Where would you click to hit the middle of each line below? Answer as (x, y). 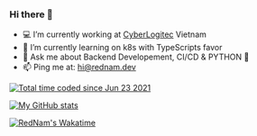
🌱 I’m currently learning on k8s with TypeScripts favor (122, 48)
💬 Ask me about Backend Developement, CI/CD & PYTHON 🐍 (136, 57)
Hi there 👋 (32, 14)
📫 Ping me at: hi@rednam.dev (79, 68)
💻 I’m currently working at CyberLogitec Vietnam (115, 34)
